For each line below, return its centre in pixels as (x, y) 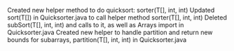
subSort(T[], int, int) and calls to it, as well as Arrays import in (96, 25)
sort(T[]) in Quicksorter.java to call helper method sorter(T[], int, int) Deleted (117, 17)
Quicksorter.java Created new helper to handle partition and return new (110, 32)
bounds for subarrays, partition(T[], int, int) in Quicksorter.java (97, 40)
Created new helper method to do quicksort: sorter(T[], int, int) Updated (111, 10)
